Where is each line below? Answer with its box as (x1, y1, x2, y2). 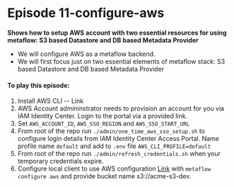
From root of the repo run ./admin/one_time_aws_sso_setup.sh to (17, 127, 205, 135)
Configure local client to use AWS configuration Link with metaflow (17, 164, 211, 173)
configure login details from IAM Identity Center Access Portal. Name (17, 135, 220, 143)
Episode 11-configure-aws (7, 5, 165, 21)
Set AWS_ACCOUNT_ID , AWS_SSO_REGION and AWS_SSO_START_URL (17, 119, 190, 128)
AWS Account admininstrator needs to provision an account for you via (17, 104, 225, 113)
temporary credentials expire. (17, 157, 104, 166)
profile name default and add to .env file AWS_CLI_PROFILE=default (17, 142, 211, 150)
